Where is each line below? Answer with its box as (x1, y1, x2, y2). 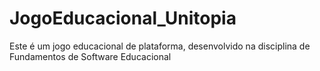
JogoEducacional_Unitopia (9, 7, 237, 30)
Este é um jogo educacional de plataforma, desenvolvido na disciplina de (9, 40, 311, 52)
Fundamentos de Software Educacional (9, 50, 172, 62)
